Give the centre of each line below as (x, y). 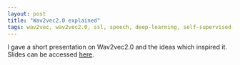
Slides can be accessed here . (51, 54)
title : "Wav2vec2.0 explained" (54, 20)
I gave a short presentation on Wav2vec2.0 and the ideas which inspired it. (117, 47)
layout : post (27, 14)
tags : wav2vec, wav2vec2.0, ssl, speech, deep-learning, (94, 27)
